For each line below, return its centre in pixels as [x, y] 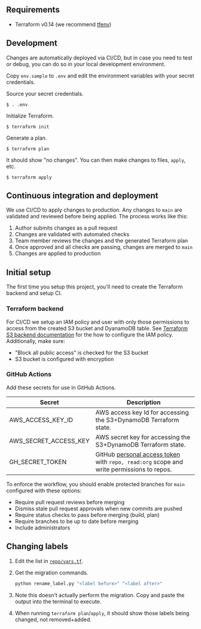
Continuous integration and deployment [82, 196]
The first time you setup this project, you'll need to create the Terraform [95, 287]
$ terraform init [28, 127]
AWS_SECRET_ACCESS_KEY [49, 441]
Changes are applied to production [58, 254]
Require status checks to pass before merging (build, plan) [87, 514]
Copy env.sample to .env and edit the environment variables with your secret [100, 76]
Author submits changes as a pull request [66, 228]
